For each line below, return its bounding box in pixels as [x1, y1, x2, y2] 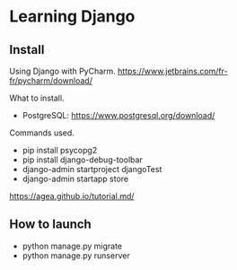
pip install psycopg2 [22, 145, 98, 155]
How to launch [9, 217, 92, 232]
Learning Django [9, 6, 136, 27]
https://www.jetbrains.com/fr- [118, 65, 228, 76]
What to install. [9, 92, 65, 103]
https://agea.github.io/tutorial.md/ [9, 191, 135, 201]
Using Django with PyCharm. [9, 65, 117, 76]
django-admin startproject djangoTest [22, 164, 162, 174]
